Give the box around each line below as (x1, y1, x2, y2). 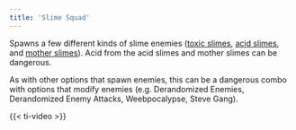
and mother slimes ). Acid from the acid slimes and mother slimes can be (9, 47, 278, 58)
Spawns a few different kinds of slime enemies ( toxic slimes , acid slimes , (9, 38, 280, 48)
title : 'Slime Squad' (9, 13, 91, 22)
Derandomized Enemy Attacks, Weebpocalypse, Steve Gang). (9, 93, 238, 104)
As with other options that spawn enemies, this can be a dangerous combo (9, 74, 288, 85)
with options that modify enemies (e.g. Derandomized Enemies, (9, 83, 245, 94)
